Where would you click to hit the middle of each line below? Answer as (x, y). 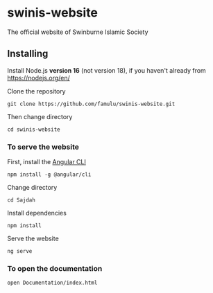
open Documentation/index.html (52, 283)
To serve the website (43, 147)
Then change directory (40, 116)
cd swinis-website (34, 130)
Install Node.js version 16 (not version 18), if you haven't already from (106, 70)
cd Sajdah (22, 200)
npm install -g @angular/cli (49, 175)
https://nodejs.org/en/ (39, 78)
